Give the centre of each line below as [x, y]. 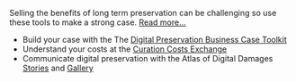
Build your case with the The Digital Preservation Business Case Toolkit [154, 40]
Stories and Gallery [58, 68]
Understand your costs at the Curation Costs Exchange [125, 49]
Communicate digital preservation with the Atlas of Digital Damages [148, 58]
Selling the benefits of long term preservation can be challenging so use [143, 13]
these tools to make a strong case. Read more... [98, 22]
